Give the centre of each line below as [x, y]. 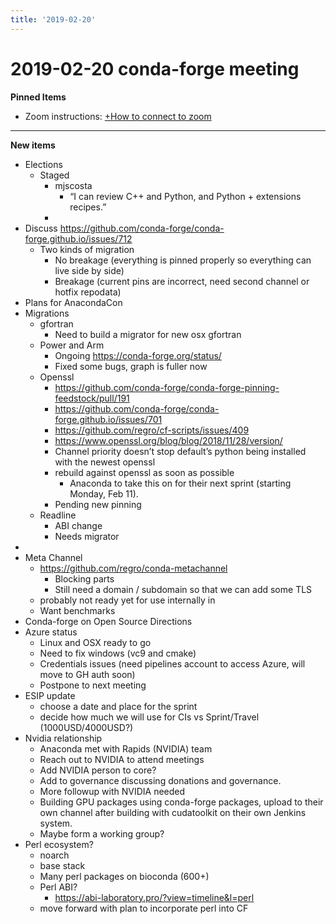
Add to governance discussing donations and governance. [160, 780]
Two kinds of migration [87, 249]
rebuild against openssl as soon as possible [144, 472]
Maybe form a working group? [102, 833]
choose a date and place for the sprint [118, 706]
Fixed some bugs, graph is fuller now [131, 366]
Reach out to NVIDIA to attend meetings [122, 759]
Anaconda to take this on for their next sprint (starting [180, 483]
